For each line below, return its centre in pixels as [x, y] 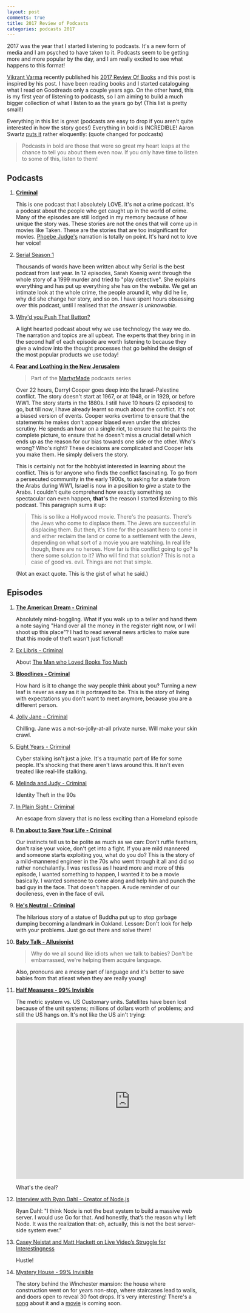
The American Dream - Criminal [56, 607]
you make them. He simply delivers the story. [72, 455]
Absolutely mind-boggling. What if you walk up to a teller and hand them [106, 619]
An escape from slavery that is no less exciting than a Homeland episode [106, 818]
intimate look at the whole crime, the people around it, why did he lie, [102, 293]
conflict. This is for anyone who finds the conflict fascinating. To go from [106, 473]
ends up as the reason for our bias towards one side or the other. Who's [106, 442]
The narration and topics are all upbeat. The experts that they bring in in [106, 335]
